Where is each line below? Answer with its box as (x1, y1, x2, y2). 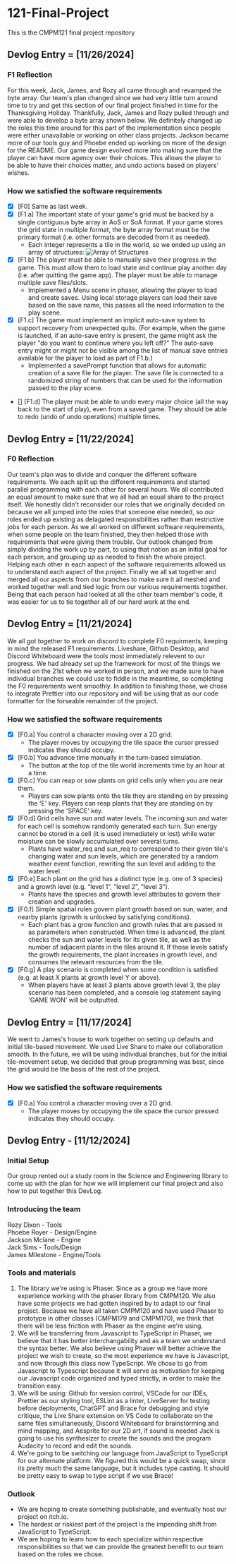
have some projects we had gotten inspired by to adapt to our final (17, 1299, 211, 1307)
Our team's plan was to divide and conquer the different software (7, 470, 197, 478)
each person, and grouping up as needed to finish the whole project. (7, 552, 206, 561)
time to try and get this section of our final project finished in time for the (7, 101, 218, 109)
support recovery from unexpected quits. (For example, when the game (17, 324, 225, 332)
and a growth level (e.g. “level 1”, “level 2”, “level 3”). (17, 883, 170, 891)
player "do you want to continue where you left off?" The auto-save (17, 339, 213, 347)
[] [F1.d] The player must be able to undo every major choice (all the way (17, 397, 229, 406)
